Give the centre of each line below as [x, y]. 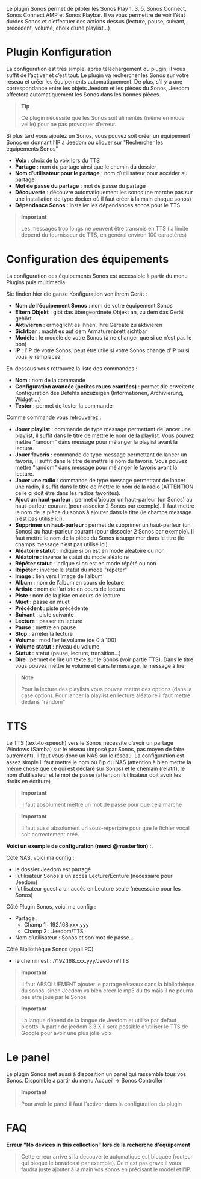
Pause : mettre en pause [45, 627]
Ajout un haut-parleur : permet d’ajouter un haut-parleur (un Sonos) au [104, 499]
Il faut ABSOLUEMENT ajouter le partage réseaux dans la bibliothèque [108, 984]
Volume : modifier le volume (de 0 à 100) [66, 640]
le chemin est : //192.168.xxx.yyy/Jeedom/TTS [72, 960]
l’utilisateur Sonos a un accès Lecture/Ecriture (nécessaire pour [94, 876]
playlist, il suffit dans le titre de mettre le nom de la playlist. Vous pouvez [104, 435]
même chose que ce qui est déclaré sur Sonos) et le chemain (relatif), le [96, 768]
